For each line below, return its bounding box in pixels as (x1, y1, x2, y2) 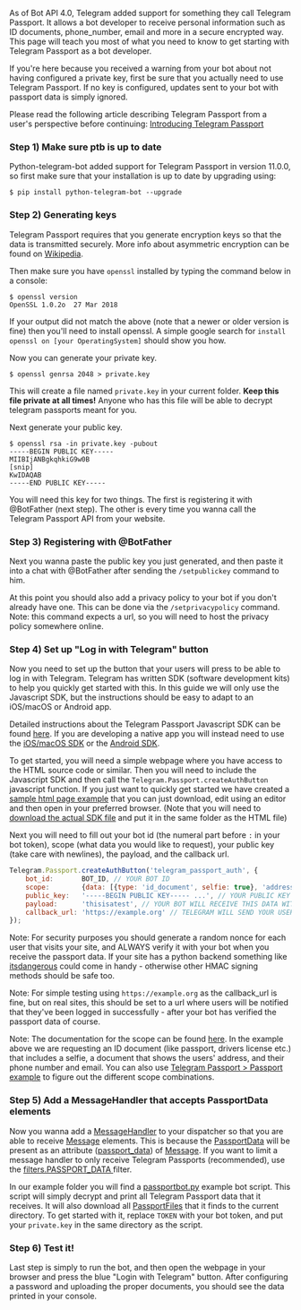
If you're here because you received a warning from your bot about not (9, 63, 271, 73)
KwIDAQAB (9, 470, 42, 479)
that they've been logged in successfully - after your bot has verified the (9, 1007, 277, 1018)
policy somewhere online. (9, 620, 105, 631)
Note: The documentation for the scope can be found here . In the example (9, 1034, 284, 1045)
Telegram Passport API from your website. (9, 513, 166, 523)
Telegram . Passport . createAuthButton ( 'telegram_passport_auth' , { (9, 866, 258, 875)
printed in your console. (9, 1290, 97, 1301)
